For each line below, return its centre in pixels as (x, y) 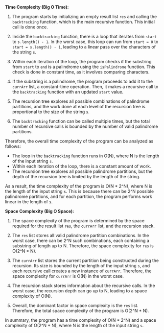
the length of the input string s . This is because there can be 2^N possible (80, 191)
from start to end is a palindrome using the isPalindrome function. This (84, 67)
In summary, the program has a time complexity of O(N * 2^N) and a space (81, 320)
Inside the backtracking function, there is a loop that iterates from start (84, 36)
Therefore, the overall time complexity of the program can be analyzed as (79, 141)
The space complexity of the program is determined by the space (78, 221)
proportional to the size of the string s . (51, 112)
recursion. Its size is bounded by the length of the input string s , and (81, 266)
